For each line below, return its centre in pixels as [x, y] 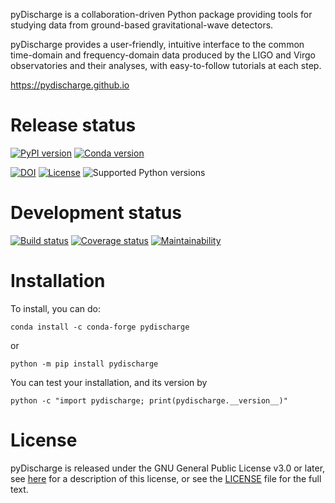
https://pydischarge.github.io [70, 85]
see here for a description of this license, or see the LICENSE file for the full [166, 478]
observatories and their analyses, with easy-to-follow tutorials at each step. [166, 65]
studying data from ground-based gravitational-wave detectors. [142, 25]
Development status [96, 213]
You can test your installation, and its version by [109, 382]
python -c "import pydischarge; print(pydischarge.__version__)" [149, 400]
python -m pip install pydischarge [84, 364]
